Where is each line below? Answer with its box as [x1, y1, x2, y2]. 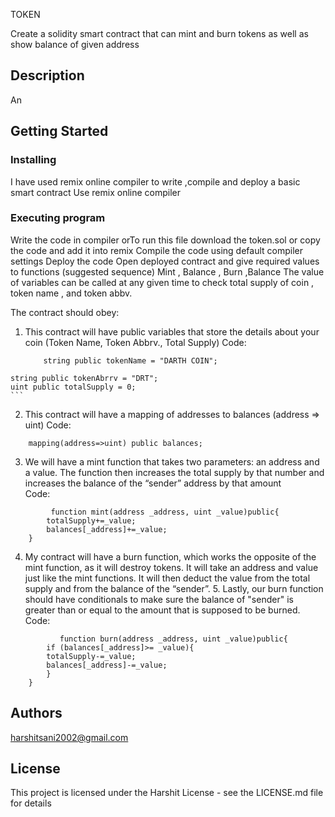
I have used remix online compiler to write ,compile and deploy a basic [10, 175, 301, 188]
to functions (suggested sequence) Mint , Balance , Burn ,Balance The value [10, 265, 325, 278]
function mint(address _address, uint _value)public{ [50, 507, 280, 517]
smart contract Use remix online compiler [10, 186, 182, 198]
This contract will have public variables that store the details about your [24, 325, 320, 338]
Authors [10, 705, 63, 722]
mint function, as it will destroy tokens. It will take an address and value [24, 561, 319, 573]
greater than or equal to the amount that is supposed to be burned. [24, 604, 301, 616]
